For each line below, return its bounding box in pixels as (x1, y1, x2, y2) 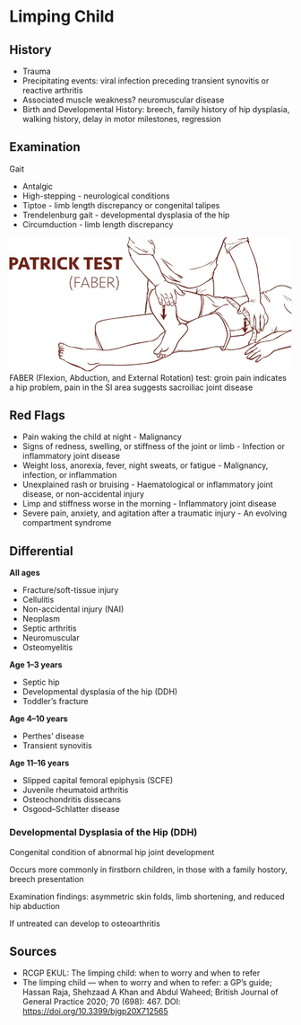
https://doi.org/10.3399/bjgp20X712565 (21, 1006, 168, 1017)
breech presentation (9, 873, 84, 884)
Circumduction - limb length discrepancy (21, 218, 174, 230)
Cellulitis (21, 595, 55, 605)
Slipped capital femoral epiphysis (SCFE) (21, 775, 174, 786)
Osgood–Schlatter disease (21, 804, 120, 815)
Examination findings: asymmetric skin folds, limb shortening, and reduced (9, 891, 285, 902)
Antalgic (21, 181, 54, 191)
